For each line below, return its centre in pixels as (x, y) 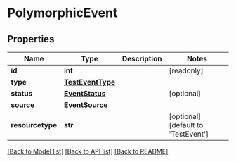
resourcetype (34, 125)
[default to (186, 125)
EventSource (86, 105)
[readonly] (186, 70)
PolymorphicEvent (63, 13)
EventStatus (85, 93)
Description (142, 59)
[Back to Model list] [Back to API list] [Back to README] (88, 151)
